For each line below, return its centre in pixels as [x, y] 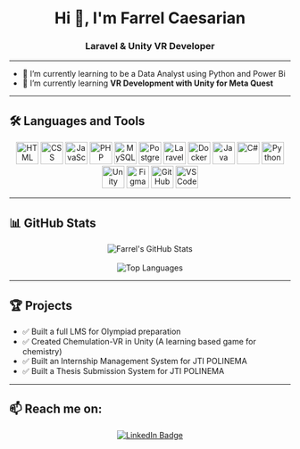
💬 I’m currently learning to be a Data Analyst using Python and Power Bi [154, 74]
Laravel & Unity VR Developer [150, 46]
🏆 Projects [41, 306]
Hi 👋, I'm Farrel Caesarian [150, 18]
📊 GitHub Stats [53, 223]
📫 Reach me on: [56, 409]
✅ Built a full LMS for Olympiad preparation [101, 331]
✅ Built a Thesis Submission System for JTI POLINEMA [123, 370]
